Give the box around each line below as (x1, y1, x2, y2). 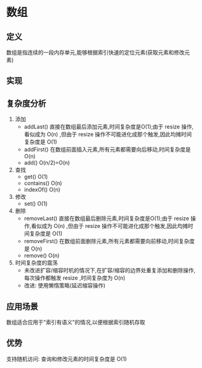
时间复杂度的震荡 (15, 259, 58, 267)
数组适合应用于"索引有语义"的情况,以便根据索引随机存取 (6, 319, 146, 326)
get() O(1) (24, 173, 48, 181)
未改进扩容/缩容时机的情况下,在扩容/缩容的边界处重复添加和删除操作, (24, 267, 195, 274)
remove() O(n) (24, 252, 60, 259)
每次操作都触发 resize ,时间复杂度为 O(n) (24, 274, 126, 282)
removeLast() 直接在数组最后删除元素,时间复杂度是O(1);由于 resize (24, 215, 189, 222)
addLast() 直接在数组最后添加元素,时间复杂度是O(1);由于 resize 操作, (24, 123, 194, 130)
